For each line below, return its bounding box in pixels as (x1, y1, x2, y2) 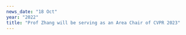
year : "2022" (6, 14, 39, 20)
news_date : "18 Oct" (6, 8, 58, 15)
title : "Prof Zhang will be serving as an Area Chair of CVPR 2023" (6, 20, 181, 26)
